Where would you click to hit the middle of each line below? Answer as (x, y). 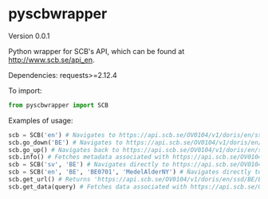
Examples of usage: (41, 120)
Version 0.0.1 (29, 36)
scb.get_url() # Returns (49, 180)
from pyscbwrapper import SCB (59, 105)
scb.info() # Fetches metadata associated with (89, 157)
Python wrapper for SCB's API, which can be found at (97, 51)
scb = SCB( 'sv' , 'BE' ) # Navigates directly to (89, 165)
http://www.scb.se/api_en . (51, 60)
